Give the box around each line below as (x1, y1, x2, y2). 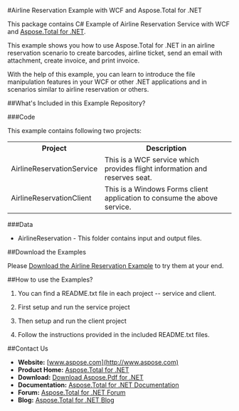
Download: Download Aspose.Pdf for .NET (17, 373, 144, 381)
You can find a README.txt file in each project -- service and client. (17, 289, 217, 297)
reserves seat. (104, 173, 152, 182)
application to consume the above (104, 193, 218, 203)
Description (146, 144, 187, 153)
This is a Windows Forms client (104, 184, 208, 194)
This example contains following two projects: (7, 127, 142, 134)
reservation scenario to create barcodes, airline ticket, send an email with (7, 49, 223, 57)
